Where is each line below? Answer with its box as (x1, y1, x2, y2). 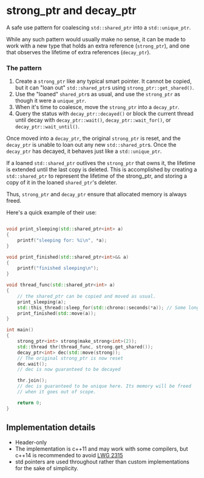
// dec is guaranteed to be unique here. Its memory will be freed (17, 383, 191, 390)
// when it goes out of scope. (17, 389, 97, 395)
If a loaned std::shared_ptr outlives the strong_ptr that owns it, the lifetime (6, 160, 195, 167)
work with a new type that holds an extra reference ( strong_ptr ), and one (6, 42, 190, 49)
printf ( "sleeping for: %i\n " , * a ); (17, 237, 107, 244)
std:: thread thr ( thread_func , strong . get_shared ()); (17, 343, 154, 350)
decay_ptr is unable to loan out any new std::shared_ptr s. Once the (6, 141, 177, 149)
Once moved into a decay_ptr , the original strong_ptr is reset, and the (6, 135, 181, 142)
